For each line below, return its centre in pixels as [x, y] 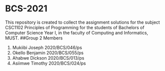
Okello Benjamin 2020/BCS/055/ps [48, 53]
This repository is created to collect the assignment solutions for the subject [82, 22]
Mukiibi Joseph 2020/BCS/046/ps [47, 47]
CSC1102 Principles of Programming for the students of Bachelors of [75, 27]
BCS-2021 [26, 9]
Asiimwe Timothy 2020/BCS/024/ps [49, 63]
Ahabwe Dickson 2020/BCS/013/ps [48, 58]
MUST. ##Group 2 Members [34, 38]
